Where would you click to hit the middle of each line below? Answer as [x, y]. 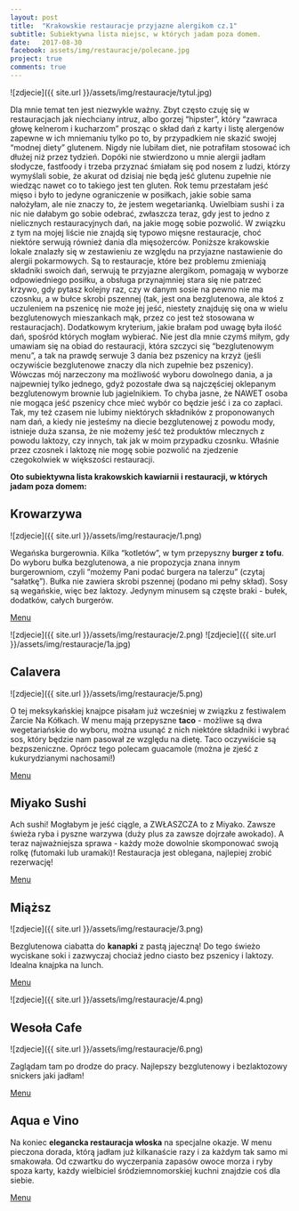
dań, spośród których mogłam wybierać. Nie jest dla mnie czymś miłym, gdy [150, 336]
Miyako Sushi [48, 803]
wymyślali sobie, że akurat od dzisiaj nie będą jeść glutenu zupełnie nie [141, 175]
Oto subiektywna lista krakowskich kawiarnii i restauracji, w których [139, 476]
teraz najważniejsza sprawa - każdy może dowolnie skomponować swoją [145, 844]
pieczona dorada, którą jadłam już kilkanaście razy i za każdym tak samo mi [149, 1151]
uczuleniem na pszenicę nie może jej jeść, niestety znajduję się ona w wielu [149, 308]
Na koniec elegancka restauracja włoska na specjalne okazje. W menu [141, 1142]
